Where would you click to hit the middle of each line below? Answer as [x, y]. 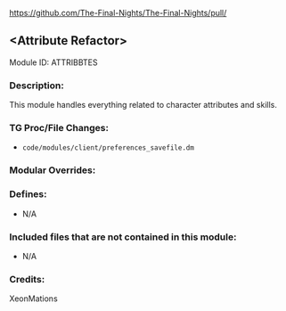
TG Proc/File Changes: [59, 128]
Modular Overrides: [53, 170]
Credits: [27, 279]
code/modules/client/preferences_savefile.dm [108, 148]
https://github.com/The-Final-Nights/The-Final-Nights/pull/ [118, 13]
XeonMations [33, 299]
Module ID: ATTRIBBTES [53, 62]
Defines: [28, 194]
